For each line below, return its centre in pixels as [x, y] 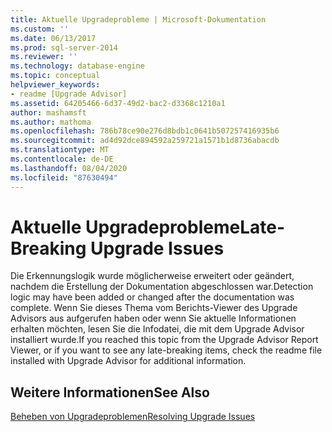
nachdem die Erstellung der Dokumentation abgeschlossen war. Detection [162, 287]
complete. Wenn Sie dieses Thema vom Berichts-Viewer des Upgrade [154, 308]
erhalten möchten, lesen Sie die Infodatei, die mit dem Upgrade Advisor [157, 329]
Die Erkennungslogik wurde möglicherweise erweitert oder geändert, [152, 276]
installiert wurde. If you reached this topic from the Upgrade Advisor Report [164, 340]
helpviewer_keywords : [55, 85]
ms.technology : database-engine [77, 66]
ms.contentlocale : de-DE [62, 159]
